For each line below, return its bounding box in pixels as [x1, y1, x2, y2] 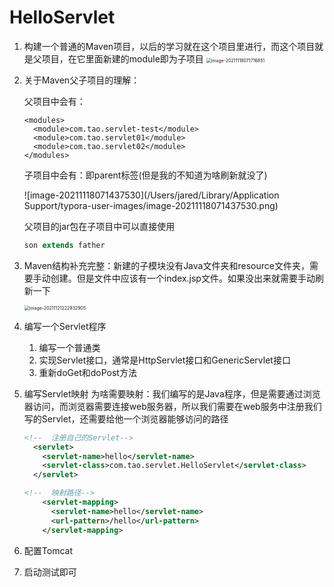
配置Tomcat [23, 544, 73, 556]
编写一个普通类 [38, 341, 101, 353]
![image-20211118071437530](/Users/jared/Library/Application [23, 189, 280, 201]
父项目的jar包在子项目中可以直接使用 [23, 220, 176, 232]
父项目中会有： [23, 95, 86, 107]
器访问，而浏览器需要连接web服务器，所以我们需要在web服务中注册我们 [23, 400, 322, 412]
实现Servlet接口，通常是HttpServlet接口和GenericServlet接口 [38, 354, 291, 366]
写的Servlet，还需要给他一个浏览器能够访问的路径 [23, 412, 229, 425]
